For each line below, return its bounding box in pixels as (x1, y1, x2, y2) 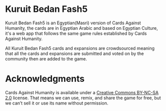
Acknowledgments (5, 73, 85, 85)
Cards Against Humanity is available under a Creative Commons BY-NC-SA (5, 89, 159, 95)
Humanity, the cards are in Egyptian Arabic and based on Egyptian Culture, (5, 25, 158, 31)
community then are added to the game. (5, 55, 88, 61)
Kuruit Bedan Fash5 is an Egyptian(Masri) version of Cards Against (5, 20, 141, 26)
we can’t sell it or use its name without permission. (5, 100, 109, 106)
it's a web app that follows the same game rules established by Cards (5, 30, 147, 36)
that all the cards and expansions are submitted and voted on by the (5, 51, 144, 56)
